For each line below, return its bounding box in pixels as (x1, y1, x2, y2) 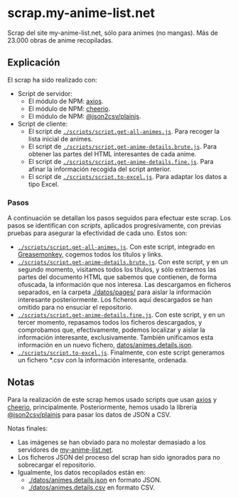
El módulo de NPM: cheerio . (28, 104, 111, 113)
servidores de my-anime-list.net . (17, 445, 114, 454)
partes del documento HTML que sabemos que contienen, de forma (17, 273, 217, 281)
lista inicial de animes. (28, 134, 93, 143)
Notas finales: (7, 424, 48, 433)
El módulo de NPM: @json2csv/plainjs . (28, 112, 141, 120)
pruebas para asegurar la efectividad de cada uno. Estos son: (7, 229, 188, 237)
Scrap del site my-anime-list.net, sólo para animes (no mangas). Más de (7, 28, 218, 37)
